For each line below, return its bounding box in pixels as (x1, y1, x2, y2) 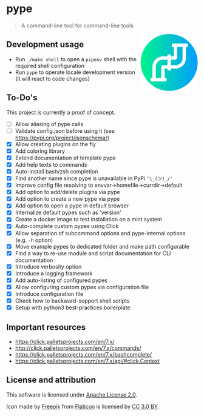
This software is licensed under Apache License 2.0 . (6, 391, 138, 398)
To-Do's (6, 93, 38, 103)
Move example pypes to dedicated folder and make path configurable (15, 243, 190, 250)
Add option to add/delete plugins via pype (15, 189, 120, 196)
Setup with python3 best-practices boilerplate (15, 304, 131, 311)
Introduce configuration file (15, 290, 84, 297)
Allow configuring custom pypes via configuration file (15, 283, 149, 290)
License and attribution (6, 375, 96, 385)
